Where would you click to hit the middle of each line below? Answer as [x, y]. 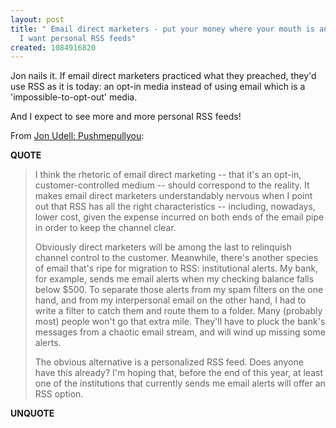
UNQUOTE [32, 413]
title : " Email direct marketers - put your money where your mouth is [162, 29]
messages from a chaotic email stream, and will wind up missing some [180, 332]
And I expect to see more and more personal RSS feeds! [126, 117]
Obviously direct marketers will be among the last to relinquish [163, 247]
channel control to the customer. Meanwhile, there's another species [176, 258]
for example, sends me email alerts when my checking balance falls [174, 279]
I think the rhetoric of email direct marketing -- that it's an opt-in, [168, 175]
